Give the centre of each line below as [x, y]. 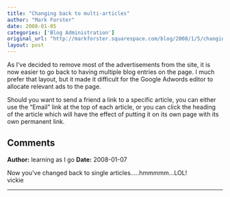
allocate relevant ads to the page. [54, 87]
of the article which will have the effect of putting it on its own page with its [113, 114]
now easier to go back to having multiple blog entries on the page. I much [111, 72]
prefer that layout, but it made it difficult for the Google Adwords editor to [110, 79]
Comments [31, 143]
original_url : [27, 39]
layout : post [26, 45]
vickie [15, 180]
